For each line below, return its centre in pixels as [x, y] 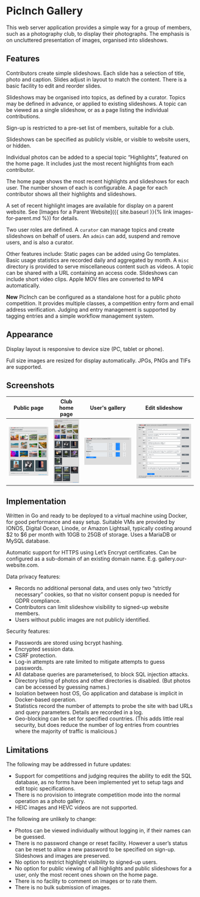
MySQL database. [28, 541]
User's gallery [108, 407]
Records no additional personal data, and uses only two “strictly [93, 588]
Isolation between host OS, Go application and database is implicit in [99, 694]
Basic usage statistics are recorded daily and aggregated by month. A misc [98, 260]
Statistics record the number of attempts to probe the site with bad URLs [104, 706]
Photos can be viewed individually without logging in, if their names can [103, 830]
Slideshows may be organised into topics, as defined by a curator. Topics [96, 97]
